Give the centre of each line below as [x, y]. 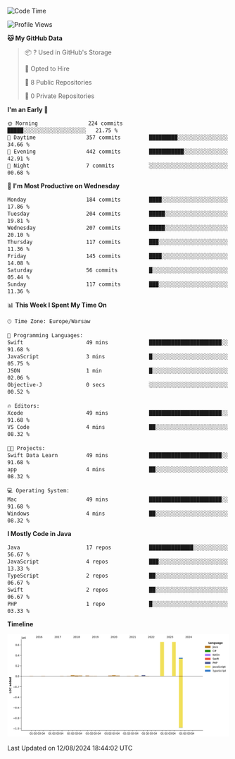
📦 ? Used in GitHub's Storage [68, 52]
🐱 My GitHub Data [35, 38]
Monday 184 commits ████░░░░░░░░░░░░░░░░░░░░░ [118, 200]
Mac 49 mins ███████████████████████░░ [118, 499]
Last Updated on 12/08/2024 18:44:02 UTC [70, 748]
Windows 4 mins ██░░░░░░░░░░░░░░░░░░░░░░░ [118, 514]
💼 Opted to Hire [47, 68]
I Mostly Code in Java [39, 534]
